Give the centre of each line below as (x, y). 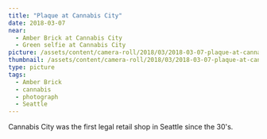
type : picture (32, 68)
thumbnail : (26, 60)
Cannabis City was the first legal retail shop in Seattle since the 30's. (121, 127)
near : (17, 30)
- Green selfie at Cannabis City (71, 45)
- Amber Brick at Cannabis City (69, 38)
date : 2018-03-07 (37, 23)
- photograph (37, 97)
